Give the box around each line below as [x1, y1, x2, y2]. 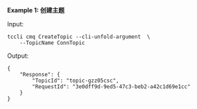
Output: [7, 51, 29, 60]
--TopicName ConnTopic [19, 40, 85, 47]
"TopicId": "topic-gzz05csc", [32, 77, 119, 84]
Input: [7, 20, 24, 28]
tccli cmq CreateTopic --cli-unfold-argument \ [7, 33, 151, 40]
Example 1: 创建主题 [7, 6, 65, 14]
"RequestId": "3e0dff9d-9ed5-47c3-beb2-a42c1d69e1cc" [32, 83, 191, 90]
